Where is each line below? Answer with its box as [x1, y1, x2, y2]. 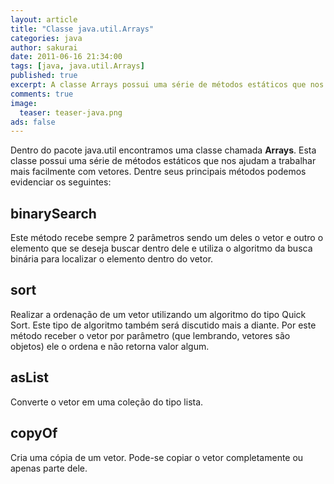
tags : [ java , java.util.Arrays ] [10, 61, 145, 71]
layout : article [10, 14, 78, 25]
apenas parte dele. [10, 462, 88, 474]
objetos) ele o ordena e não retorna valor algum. [10, 340, 210, 352]
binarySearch [10, 205, 97, 222]
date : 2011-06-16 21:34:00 [10, 52, 123, 62]
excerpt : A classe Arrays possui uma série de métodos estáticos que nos [10, 80, 325, 90]
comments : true [10, 89, 74, 99]
